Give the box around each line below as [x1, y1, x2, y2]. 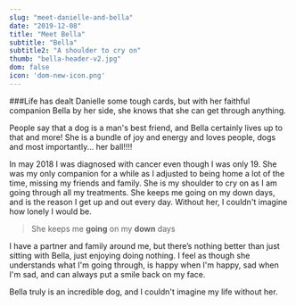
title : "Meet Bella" [9, 29, 86, 38]
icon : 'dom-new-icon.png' [9, 71, 105, 80]
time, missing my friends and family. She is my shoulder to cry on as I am [9, 178, 278, 188]
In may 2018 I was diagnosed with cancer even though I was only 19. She [9, 158, 277, 170]
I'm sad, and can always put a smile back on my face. [9, 269, 206, 279]
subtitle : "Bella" [9, 37, 78, 47]
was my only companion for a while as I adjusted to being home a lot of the [9, 168, 285, 178]
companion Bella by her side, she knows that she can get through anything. [9, 104, 287, 116]
